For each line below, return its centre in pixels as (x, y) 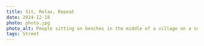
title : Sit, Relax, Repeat (40, 12)
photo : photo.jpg (28, 23)
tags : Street (23, 34)
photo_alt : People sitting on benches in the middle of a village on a (99, 28)
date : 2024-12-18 (28, 17)
